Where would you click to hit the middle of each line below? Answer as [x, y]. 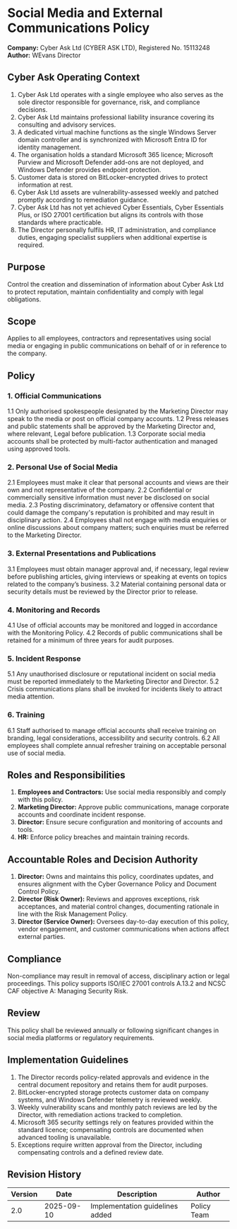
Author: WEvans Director [44, 55]
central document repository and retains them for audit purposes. [113, 1085]
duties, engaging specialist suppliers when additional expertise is [112, 237]
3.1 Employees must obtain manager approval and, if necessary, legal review [118, 569]
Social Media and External [85, 13]
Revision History [44, 1175]
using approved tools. [39, 449]
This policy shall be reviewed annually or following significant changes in [113, 1030]
